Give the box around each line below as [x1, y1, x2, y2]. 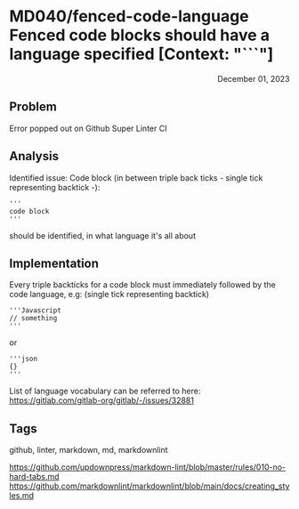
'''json [9, 354, 38, 364]
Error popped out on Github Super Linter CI [9, 123, 167, 133]
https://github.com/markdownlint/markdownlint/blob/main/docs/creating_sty [9, 481, 290, 491]
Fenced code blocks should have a [9, 25, 270, 45]
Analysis [9, 149, 60, 164]
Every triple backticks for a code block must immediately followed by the [9, 279, 276, 290]
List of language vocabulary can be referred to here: [9, 385, 201, 397]
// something [9, 314, 58, 323]
